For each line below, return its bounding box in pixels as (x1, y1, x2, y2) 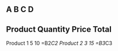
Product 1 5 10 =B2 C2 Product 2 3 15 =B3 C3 (6, 40, 113, 47)
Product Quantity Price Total (6, 24, 112, 34)
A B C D (6, 5, 34, 14)
